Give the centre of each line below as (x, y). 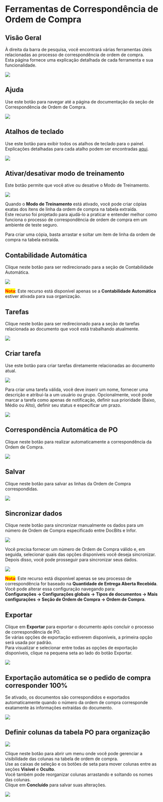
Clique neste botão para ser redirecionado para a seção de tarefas (72, 324)
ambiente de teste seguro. (32, 225)
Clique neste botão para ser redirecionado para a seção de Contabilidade (79, 267)
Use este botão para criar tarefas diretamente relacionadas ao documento (80, 365)
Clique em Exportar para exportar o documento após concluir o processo (80, 627)
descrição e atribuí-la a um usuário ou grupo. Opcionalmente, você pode (79, 394)
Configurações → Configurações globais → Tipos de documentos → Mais (81, 594)
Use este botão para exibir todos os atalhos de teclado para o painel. (75, 143)
